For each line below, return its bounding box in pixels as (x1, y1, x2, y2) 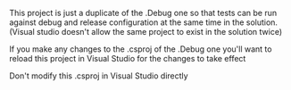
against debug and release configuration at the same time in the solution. (9, 17, 279, 28)
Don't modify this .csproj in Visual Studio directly (9, 70, 189, 81)
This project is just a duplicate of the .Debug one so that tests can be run (9, 8, 278, 18)
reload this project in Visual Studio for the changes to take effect (9, 53, 246, 63)
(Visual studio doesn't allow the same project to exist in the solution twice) (9, 27, 283, 37)
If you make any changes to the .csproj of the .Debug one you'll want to (9, 44, 272, 54)
